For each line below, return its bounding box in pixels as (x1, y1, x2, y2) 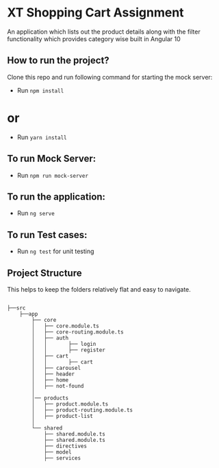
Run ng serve (16, 209, 55, 218)
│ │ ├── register (31, 347, 106, 353)
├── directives (43, 443, 88, 449)
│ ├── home (31, 376, 69, 384)
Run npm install (16, 86, 64, 94)
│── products (31, 395, 69, 401)
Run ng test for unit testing (16, 247, 94, 255)
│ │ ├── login (31, 340, 96, 347)
